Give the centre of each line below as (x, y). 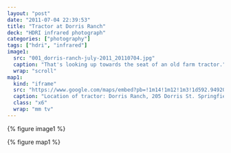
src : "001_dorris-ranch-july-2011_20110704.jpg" (84, 58)
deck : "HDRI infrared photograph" (57, 33)
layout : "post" (29, 13)
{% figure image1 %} (36, 128)
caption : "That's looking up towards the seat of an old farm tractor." (120, 64)
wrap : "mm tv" (33, 109)
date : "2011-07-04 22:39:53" (49, 20)
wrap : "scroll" (35, 71)
